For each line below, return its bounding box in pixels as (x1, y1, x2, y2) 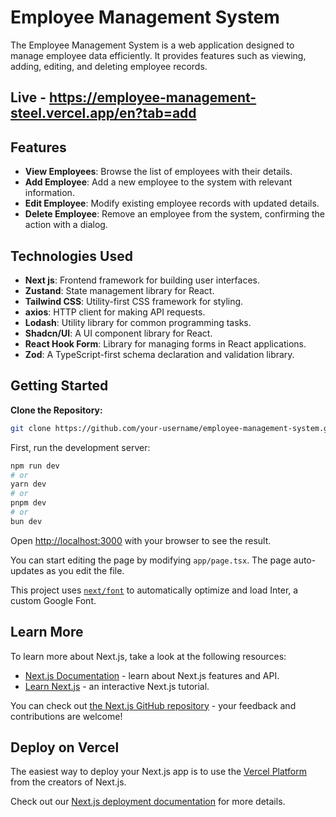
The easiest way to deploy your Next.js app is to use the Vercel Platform (10, 766, 308, 778)
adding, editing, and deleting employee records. (10, 60, 208, 72)
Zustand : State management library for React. (24, 284, 215, 296)
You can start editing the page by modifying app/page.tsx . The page (10, 554, 292, 566)
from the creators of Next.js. (10, 776, 127, 788)
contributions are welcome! (10, 710, 123, 722)
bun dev (10, 516, 43, 526)
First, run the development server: (10, 441, 151, 453)
